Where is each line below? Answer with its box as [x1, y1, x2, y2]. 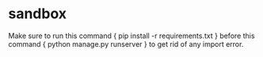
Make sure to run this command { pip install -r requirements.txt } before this [8, 31, 255, 40]
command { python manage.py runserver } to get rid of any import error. [8, 39, 244, 48]
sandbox [8, 5, 67, 23]
